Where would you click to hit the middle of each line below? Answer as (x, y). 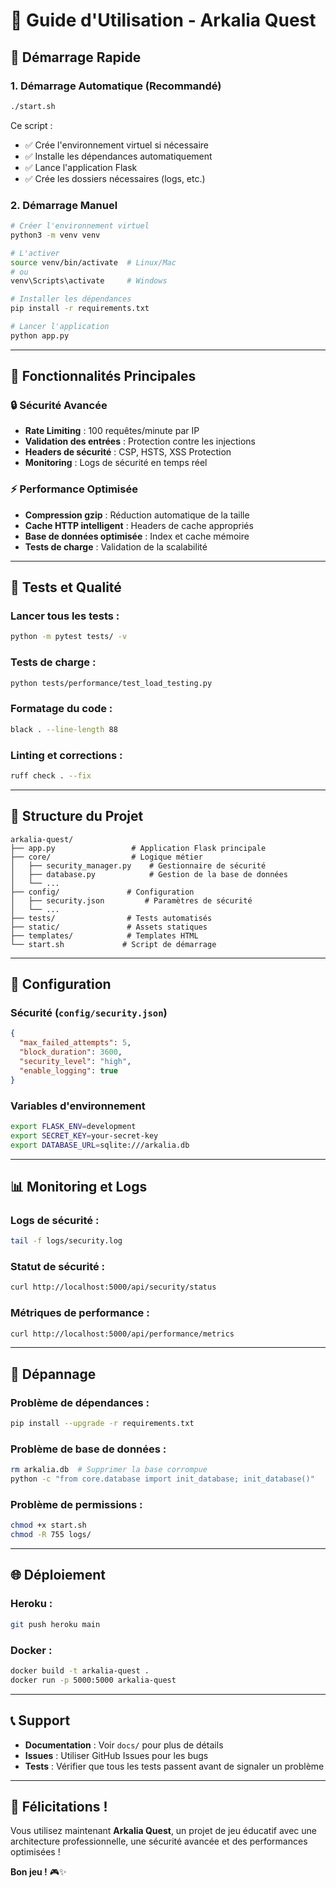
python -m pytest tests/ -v (69, 637)
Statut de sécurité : (58, 1267)
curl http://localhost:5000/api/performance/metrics (122, 1334)
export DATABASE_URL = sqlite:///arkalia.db (100, 1145)
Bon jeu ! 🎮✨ (38, 1872)
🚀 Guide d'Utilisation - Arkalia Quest (163, 20)
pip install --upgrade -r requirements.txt (102, 1424)
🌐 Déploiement (58, 1575)
